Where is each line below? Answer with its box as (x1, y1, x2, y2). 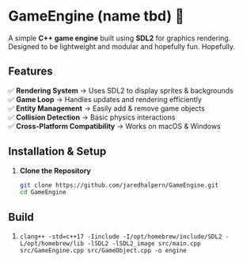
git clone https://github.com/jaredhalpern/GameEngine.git (19, 181, 219, 189)
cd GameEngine (19, 188, 66, 196)
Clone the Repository (19, 165, 91, 175)
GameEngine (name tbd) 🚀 (8, 7, 184, 25)
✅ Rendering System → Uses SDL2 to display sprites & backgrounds (8, 85, 234, 95)
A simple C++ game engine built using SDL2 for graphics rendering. (8, 33, 231, 43)
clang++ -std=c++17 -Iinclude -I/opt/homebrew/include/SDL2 (19, 233, 222, 241)
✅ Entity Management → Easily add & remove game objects (8, 103, 206, 113)
